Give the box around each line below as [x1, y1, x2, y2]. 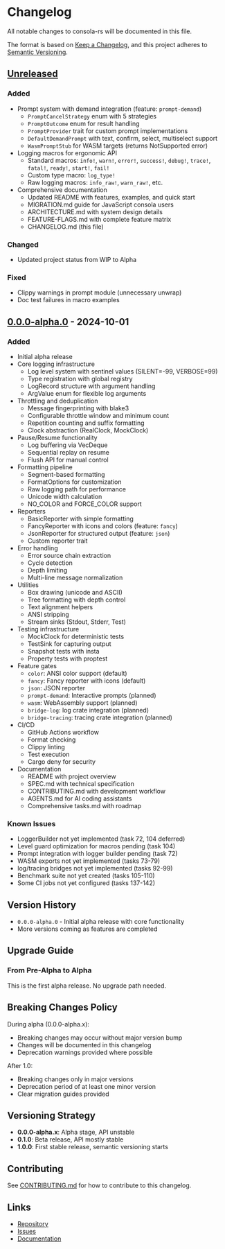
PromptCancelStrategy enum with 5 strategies [27, 112, 157, 120]
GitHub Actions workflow [27, 728, 99, 736]
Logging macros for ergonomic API [17, 148, 118, 157]
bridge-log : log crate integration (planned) [27, 706, 150, 714]
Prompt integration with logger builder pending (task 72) [17, 850, 178, 858]
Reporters [17, 507, 46, 515]
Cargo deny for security [27, 757, 96, 766]
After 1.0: [7, 1061, 33, 1069]
